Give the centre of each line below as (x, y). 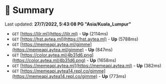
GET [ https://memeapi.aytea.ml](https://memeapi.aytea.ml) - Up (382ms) (87, 65)
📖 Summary (29, 10)
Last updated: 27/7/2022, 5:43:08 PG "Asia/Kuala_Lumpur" (68, 24)
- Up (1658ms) (101, 60)
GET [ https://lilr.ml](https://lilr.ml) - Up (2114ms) (60, 33)
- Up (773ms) (112, 76)
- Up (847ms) (99, 49)
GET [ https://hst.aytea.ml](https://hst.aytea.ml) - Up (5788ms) (75, 39)
